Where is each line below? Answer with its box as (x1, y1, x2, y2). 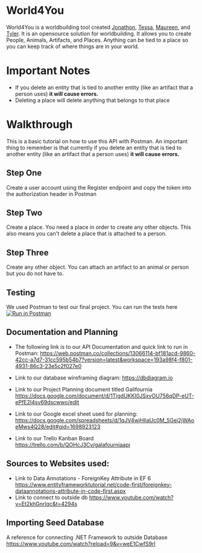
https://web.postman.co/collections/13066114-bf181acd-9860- (40, 349, 196, 357)
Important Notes (6, 64, 90, 78)
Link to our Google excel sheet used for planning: (14, 410, 137, 417)
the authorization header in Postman (6, 190, 96, 198)
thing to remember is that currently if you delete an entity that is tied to (6, 144, 182, 151)
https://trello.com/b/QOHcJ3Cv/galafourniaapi (14, 441, 131, 448)
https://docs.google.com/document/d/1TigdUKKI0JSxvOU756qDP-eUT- (14, 392, 195, 399)
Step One (6, 168, 42, 178)
